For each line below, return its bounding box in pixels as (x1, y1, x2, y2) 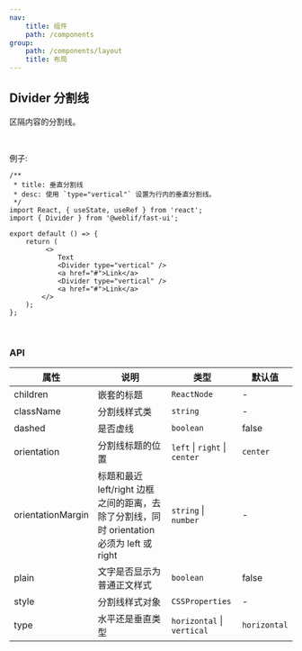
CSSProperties (171, 596, 232, 607)
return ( (25, 237, 58, 246)
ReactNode (171, 389, 214, 400)
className (13, 405, 61, 418)
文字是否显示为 (97, 565, 162, 578)
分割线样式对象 (97, 596, 162, 609)
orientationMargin (13, 509, 90, 521)
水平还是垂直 (97, 613, 153, 626)
